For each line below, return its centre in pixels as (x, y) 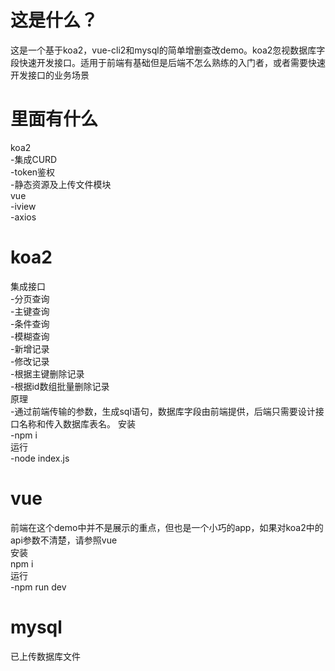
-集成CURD (34, 159)
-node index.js (40, 458)
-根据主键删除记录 (47, 373)
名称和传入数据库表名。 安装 (77, 423)
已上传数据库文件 (45, 656)
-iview (23, 206)
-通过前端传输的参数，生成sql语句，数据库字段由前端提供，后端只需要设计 (163, 411)
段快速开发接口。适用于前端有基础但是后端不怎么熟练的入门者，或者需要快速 (168, 62)
